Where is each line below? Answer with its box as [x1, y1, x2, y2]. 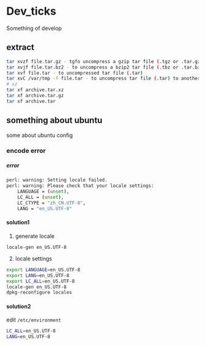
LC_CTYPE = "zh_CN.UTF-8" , [17, 200, 86, 206]
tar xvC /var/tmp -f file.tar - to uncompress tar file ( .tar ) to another [6, 75, 201, 82]
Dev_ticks [6, 4, 57, 18]
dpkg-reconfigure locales [6, 289, 72, 296]
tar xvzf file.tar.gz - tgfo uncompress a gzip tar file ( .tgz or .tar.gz [6, 58, 201, 65]
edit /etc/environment [6, 316, 62, 323]
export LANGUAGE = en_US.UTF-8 [6, 267, 81, 273]
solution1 [6, 219, 30, 226]
